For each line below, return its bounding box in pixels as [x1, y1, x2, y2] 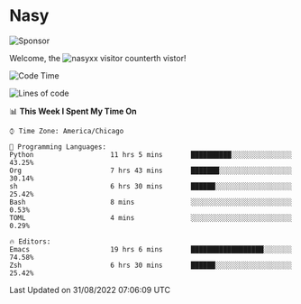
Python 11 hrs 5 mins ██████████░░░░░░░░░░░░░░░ [9, 150, 293, 159]
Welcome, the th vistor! [9, 52, 187, 63]
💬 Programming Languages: [9, 142, 106, 152]
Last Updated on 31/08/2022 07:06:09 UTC [9, 284, 171, 295]
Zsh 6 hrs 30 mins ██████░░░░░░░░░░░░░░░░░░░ [9, 261, 293, 270]
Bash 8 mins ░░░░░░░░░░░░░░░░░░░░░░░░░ [9, 198, 293, 207]
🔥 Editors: [9, 236, 51, 246]
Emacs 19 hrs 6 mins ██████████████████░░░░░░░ [9, 244, 293, 253]
